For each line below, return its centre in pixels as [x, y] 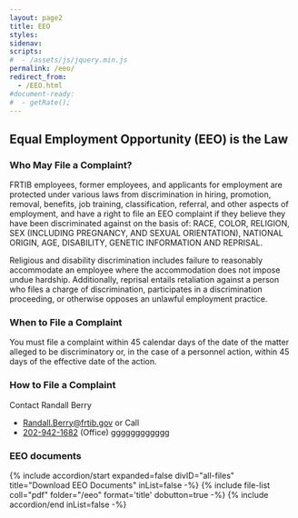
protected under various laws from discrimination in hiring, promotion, [140, 194]
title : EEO [30, 26]
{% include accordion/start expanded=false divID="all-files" [122, 475]
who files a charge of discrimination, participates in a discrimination [136, 289]
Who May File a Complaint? [71, 164]
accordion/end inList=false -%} [68, 504]
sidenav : [26, 43]
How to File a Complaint [63, 385]
